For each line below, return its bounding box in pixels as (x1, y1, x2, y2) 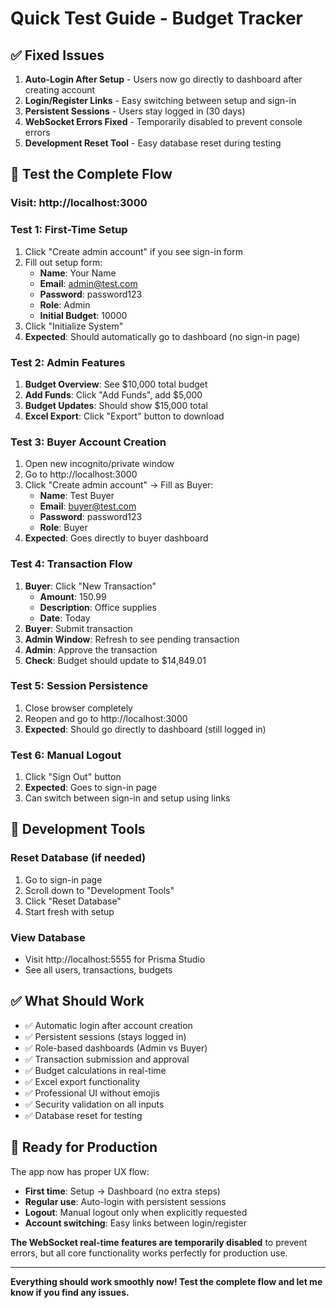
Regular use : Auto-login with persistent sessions (24, 1195, 227, 1207)
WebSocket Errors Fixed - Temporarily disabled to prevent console (24, 116, 303, 127)
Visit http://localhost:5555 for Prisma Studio (24, 953, 206, 966)
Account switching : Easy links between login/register (24, 1217, 247, 1229)
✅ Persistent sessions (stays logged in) (24, 1030, 187, 1042)
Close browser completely (24, 702, 133, 714)
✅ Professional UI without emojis (24, 1087, 160, 1099)
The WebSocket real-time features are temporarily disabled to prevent (10, 1236, 308, 1248)
